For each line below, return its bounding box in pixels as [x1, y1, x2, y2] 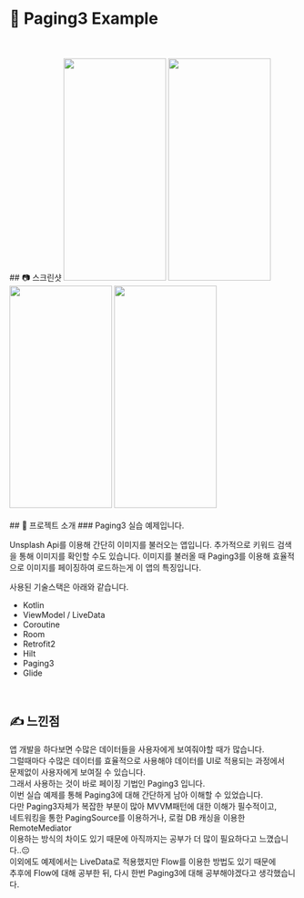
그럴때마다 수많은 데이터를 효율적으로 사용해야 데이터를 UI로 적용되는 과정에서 [9, 755, 285, 766]
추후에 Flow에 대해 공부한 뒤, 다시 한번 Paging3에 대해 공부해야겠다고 [9, 867, 258, 878]
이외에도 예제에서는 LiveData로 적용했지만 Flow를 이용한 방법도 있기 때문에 [9, 856, 277, 867]
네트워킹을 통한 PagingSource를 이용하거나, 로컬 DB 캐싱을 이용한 [9, 811, 246, 823]
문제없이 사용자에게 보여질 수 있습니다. [9, 766, 146, 778]
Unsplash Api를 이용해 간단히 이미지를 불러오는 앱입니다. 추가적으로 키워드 [9, 539, 276, 550]
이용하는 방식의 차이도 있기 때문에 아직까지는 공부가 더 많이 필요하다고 [9, 833, 258, 844]
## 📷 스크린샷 [9, 272, 62, 283]
